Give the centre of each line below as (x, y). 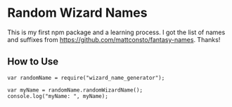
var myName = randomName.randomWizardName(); (75, 90)
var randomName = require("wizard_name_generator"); (86, 78)
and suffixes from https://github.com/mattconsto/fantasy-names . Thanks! (114, 39)
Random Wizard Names (77, 13)
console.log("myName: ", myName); (58, 96)
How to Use (33, 62)
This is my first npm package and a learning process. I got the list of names (116, 32)
